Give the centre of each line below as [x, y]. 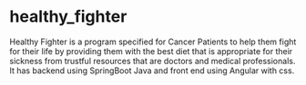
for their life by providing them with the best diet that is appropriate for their [151, 51]
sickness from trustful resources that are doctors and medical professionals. [153, 61]
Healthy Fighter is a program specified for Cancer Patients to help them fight [153, 42]
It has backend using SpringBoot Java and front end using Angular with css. [152, 71]
